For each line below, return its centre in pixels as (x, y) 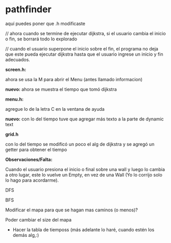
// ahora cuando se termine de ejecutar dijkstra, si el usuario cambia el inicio (86, 33)
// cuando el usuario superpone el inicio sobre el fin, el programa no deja (82, 48)
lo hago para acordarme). (32, 180)
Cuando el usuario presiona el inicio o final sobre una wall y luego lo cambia (85, 169)
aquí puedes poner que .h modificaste (45, 23)
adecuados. (18, 59)
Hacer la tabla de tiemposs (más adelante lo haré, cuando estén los (83, 229)
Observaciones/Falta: (29, 159)
